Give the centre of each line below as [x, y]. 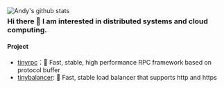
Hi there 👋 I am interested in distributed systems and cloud [107, 21]
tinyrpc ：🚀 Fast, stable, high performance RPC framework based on [114, 63]
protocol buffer [39, 70]
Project [18, 46]
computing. [27, 30]
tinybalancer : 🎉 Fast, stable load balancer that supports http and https [117, 78]
